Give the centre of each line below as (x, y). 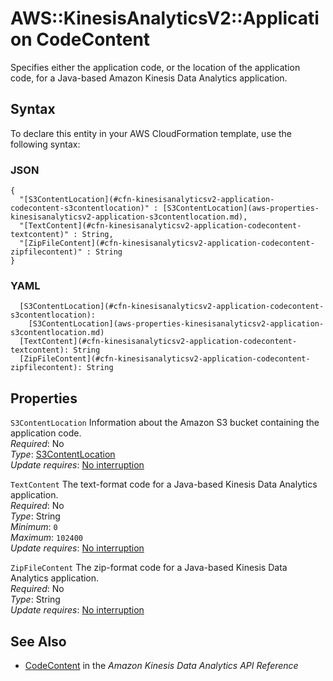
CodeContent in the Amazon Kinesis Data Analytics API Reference (161, 665)
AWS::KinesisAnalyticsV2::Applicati (165, 18)
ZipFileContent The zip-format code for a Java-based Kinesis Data (149, 568)
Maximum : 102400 (47, 538)
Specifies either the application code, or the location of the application (155, 67)
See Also (38, 641)
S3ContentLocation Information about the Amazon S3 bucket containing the (165, 423)
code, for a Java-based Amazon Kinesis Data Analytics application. (149, 78)
